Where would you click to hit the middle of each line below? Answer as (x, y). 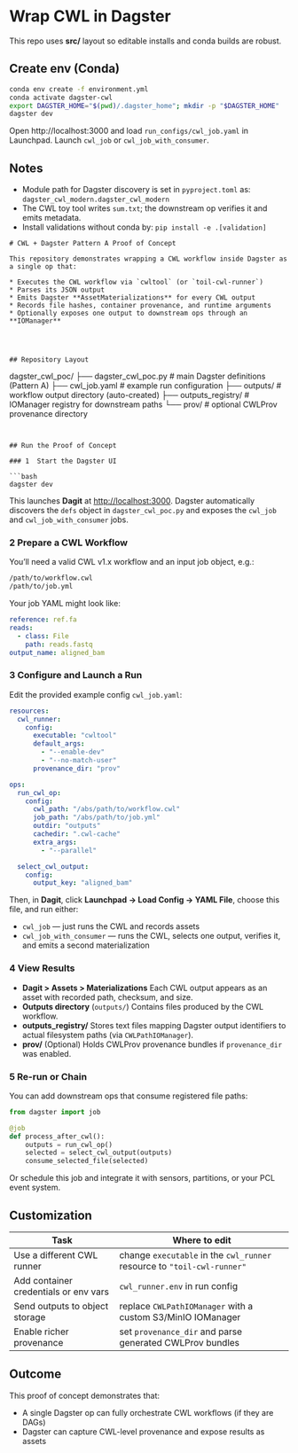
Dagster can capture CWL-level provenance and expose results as (143, 1431)
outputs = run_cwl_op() (69, 1144)
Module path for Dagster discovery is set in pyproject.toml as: (136, 190)
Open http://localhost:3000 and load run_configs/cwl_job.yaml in (129, 131)
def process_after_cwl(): (57, 1137)
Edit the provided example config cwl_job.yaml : (96, 694)
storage (30, 1316)
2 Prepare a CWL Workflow (69, 543)
